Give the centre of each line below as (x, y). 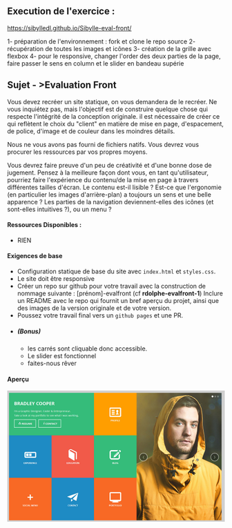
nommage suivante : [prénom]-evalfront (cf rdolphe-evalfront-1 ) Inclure (120, 293)
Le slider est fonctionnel (62, 356)
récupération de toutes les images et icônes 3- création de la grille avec (109, 48)
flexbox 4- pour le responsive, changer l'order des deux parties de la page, (114, 56)
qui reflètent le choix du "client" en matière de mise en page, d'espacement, (116, 124)
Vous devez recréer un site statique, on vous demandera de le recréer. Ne (112, 101)
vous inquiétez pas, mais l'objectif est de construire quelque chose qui (108, 109)
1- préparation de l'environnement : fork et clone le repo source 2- (101, 41)
